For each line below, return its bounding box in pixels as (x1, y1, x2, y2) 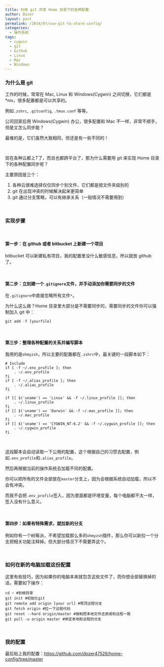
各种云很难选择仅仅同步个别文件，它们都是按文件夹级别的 (12, 182, 129, 188)
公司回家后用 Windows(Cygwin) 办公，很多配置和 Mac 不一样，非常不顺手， (5, 119, 160, 125)
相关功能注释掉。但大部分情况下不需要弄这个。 (13, 539, 109, 544)
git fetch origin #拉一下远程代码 (5, 606, 71, 611)
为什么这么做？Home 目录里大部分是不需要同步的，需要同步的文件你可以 (5, 303, 153, 309)
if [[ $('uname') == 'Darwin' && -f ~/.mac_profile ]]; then (5, 409, 133, 413)
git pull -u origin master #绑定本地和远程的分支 (5, 616, 102, 622)
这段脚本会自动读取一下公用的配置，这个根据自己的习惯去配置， (5, 449, 134, 455)
